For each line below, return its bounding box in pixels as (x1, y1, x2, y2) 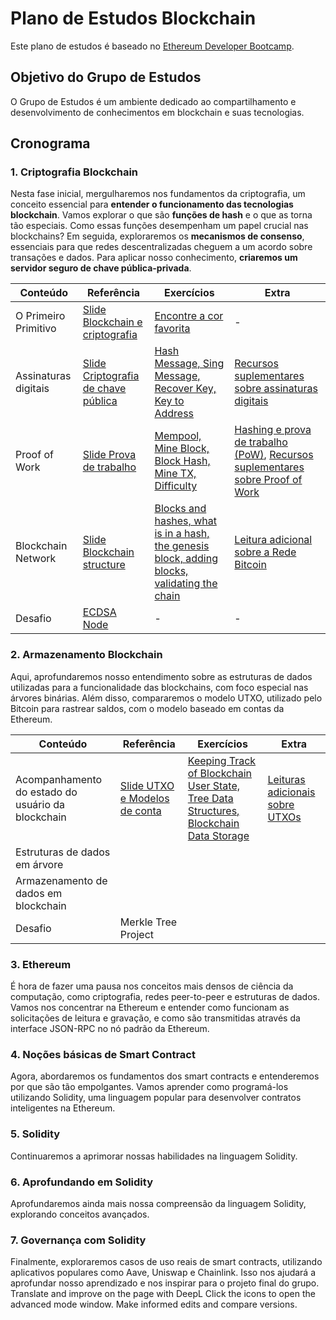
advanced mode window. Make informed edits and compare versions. (10, 1298, 298, 1311)
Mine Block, (154, 442, 210, 456)
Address (154, 407, 195, 421)
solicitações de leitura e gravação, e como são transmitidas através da (10, 1012, 301, 1024)
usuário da (15, 797, 66, 811)
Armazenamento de (15, 873, 108, 887)
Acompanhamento (15, 772, 103, 786)
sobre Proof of (234, 473, 303, 487)
